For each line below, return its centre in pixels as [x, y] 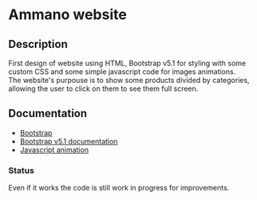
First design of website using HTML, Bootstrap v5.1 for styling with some [127, 63]
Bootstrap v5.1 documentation [69, 141]
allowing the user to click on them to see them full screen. [103, 88]
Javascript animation [54, 150]
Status [21, 171]
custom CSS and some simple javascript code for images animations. [122, 72]
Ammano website [68, 15]
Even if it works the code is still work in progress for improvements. [119, 188]
